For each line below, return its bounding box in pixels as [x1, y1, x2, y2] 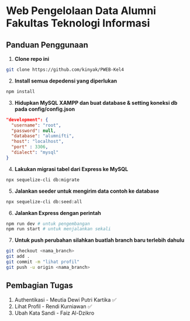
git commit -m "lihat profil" [6, 259, 80, 265]
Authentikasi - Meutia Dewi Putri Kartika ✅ [14, 296, 117, 303]
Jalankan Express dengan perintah [14, 209, 101, 216]
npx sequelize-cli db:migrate [6, 177, 80, 183]
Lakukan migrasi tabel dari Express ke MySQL [14, 165, 129, 172]
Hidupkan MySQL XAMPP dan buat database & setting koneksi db [14, 99, 178, 106]
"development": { [6, 117, 49, 122]
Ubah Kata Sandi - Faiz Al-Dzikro [14, 309, 95, 316]
